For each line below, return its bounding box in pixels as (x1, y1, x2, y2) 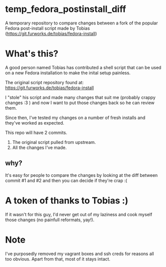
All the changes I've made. (12, 144, 67, 150)
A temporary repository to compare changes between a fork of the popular (5, 20, 158, 26)
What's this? (5, 48, 58, 59)
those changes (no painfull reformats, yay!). (5, 217, 95, 223)
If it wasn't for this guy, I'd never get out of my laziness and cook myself (5, 211, 153, 217)
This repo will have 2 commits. (5, 130, 67, 135)
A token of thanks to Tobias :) (5, 195, 129, 206)
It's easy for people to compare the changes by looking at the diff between (5, 172, 158, 178)
